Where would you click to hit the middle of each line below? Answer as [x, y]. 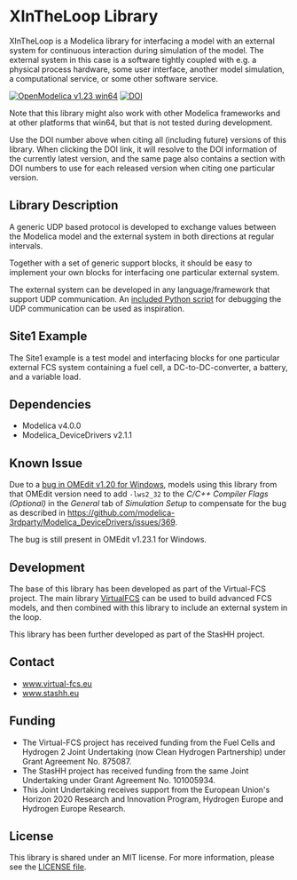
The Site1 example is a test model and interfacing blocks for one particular [145, 358]
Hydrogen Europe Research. [74, 808]
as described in [38, 513]
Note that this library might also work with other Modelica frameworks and [145, 113]
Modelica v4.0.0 [51, 426]
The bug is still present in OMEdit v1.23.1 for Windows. [108, 540]
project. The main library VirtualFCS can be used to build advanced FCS [141, 598]
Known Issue [46, 463]
